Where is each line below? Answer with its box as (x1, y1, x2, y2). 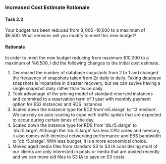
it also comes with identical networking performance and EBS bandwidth (12, 133, 161, 139)
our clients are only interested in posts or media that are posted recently (12, 149, 160, 155)
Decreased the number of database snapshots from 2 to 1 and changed (12, 70, 159, 76)
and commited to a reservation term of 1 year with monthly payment (12, 96, 151, 102)
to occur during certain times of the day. (12, 117, 95, 123)
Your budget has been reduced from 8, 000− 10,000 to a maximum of (5, 27, 145, 33)
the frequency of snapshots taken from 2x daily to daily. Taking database (12, 75, 162, 81)
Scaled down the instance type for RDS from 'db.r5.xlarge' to (12, 122, 137, 128)
